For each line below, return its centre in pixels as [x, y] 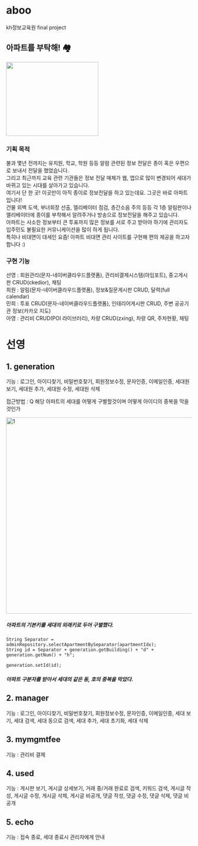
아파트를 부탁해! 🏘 [39, 48]
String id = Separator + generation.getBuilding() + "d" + [80, 650]
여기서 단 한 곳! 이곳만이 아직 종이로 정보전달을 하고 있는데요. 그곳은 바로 [89, 193]
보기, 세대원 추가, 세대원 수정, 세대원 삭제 [53, 389]
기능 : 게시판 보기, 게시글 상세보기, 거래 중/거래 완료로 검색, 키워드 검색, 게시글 [95, 788]
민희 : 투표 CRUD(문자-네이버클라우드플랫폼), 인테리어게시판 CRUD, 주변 [90, 304]
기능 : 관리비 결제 [26, 754]
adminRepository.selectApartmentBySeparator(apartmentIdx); [82, 645]
